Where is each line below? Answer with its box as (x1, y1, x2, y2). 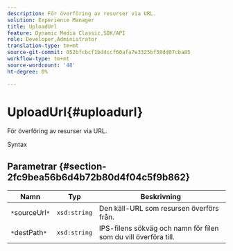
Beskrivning (140, 192, 182, 202)
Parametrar (7, 160, 58, 172)
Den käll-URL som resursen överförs (99, 204, 220, 214)
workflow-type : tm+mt (7, 55, 70, 62)
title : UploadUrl (7, 23, 58, 30)
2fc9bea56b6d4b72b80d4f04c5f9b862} (7, 171, 191, 183)
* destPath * (10, 228, 47, 238)
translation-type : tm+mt (7, 42, 79, 49)
